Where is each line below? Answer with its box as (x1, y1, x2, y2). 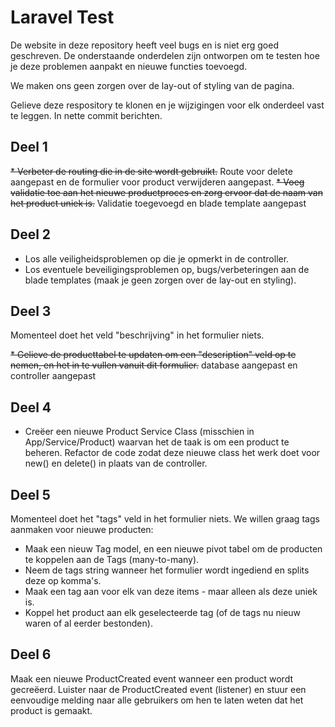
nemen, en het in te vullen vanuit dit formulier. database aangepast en (10, 359, 298, 371)
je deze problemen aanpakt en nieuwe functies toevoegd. (10, 60, 248, 72)
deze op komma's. (24, 575, 102, 586)
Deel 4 (10, 399, 52, 416)
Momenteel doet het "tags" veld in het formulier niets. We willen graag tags (10, 513, 320, 525)
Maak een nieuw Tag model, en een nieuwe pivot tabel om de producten (24, 543, 323, 555)
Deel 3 (10, 302, 52, 320)
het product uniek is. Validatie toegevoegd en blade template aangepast (10, 197, 307, 209)
